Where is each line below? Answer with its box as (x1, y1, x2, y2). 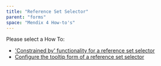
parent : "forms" (6, 14, 46, 20)
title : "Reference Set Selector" (6, 8, 89, 15)
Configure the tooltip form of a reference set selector (14, 54, 144, 61)
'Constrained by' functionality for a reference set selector (14, 47, 155, 54)
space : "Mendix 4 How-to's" (6, 19, 76, 25)
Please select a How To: (6, 36, 65, 43)
